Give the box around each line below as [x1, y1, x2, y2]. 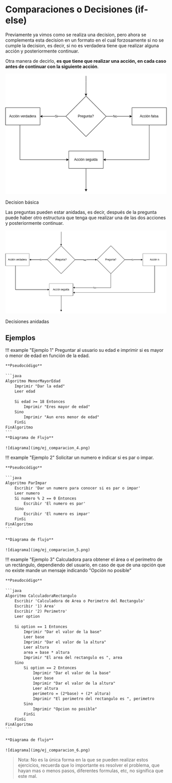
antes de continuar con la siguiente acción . [5, 63, 99, 69]
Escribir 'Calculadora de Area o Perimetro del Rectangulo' [14, 598, 145, 603]
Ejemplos [5, 333, 36, 342]
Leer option [14, 614, 40, 619]
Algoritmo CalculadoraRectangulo [5, 593, 77, 598]
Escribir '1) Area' [14, 603, 56, 609]
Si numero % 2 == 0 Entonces [14, 495, 77, 501]
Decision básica [5, 199, 39, 205]
